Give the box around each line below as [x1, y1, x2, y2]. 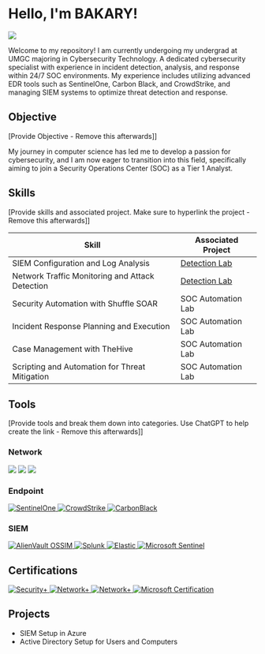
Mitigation [12, 371, 50, 382]
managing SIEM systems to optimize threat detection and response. [8, 88, 229, 97]
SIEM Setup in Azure [19, 628, 87, 637]
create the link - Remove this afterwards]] [8, 427, 144, 436]
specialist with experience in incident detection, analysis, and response [8, 62, 240, 72]
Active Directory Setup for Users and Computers [19, 637, 178, 646]
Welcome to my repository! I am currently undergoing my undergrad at [8, 45, 238, 55]
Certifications [8, 563, 78, 577]
